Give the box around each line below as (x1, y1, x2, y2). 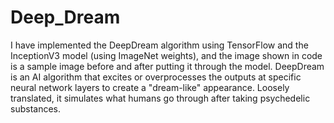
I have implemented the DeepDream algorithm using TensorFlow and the (10, 39, 309, 51)
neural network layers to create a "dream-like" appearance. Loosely (10, 81, 290, 93)
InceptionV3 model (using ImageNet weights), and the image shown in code (10, 49, 323, 61)
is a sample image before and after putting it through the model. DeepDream (10, 60, 325, 72)
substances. (10, 102, 61, 115)
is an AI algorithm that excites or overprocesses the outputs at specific (10, 71, 302, 83)
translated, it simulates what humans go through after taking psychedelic (10, 92, 311, 104)
